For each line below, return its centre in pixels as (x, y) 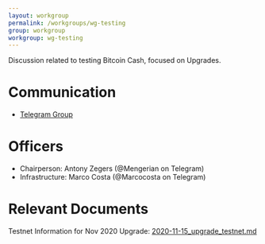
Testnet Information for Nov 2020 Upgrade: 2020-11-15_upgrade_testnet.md (132, 231)
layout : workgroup (38, 15)
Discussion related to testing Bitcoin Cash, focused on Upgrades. (115, 60)
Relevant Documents (79, 209)
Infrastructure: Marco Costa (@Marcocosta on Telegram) (113, 177)
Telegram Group (46, 114)
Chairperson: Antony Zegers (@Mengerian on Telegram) (112, 168)
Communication (62, 93)
